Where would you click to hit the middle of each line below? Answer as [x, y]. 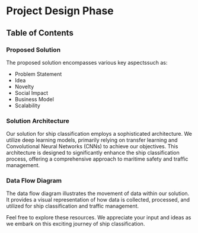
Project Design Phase [60, 11]
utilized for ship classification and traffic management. [73, 206]
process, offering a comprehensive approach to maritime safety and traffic [97, 159]
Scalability [27, 106]
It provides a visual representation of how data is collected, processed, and [98, 200]
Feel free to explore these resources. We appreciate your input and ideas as [99, 218]
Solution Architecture [38, 121]
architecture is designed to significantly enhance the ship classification [93, 153]
